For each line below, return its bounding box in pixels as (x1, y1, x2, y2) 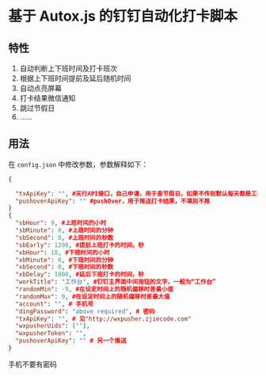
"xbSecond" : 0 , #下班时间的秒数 (15, 263, 114, 272)
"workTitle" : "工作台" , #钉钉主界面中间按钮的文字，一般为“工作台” (15, 278, 216, 286)
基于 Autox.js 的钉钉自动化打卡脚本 (8, 7, 238, 25)
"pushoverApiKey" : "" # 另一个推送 (15, 337, 127, 345)
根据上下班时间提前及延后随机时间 (19, 74, 131, 83)
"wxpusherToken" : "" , (15, 329, 87, 337)
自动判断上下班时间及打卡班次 (19, 64, 117, 73)
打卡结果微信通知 (19, 93, 76, 103)
